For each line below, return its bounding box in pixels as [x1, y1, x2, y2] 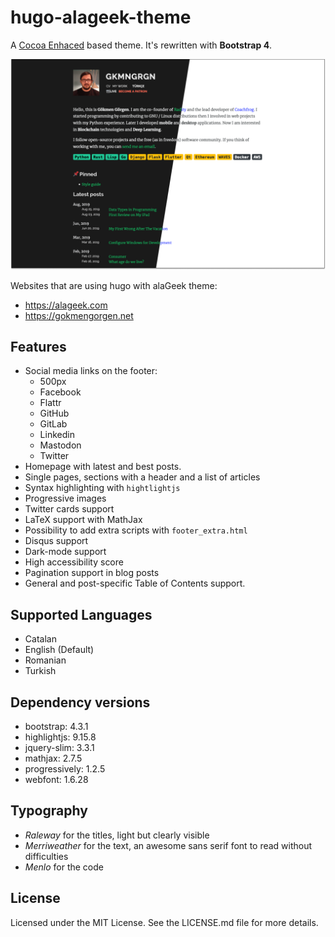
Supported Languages [10, 606, 153, 623]
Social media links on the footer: [24, 365, 158, 377]
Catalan [24, 633, 57, 645]
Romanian [24, 654, 67, 666]
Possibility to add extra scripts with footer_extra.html [24, 524, 248, 536]
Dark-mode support [24, 546, 107, 558]
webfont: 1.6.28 [24, 774, 89, 786]
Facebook [39, 386, 82, 398]
